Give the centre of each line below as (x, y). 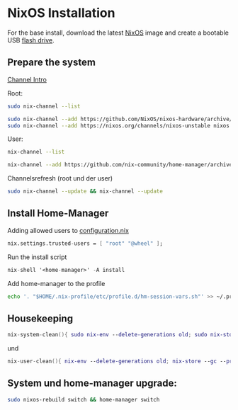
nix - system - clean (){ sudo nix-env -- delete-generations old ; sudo (107, 335)
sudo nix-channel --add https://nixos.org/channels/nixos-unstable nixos (119, 125)
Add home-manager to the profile (56, 283)
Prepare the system (51, 63)
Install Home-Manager (58, 213)
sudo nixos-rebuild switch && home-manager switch (84, 399)
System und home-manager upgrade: (92, 383)
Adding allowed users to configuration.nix (68, 230)
